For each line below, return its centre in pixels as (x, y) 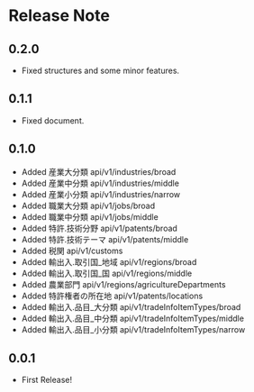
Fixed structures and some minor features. (100, 70)
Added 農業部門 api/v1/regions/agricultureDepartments (123, 284)
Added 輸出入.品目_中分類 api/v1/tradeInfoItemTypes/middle (133, 318)
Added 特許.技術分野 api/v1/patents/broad (99, 228)
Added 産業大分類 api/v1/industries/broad (99, 171)
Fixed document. (53, 120)
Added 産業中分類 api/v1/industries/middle (100, 183)
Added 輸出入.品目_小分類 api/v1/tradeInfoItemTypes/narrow (133, 329)
